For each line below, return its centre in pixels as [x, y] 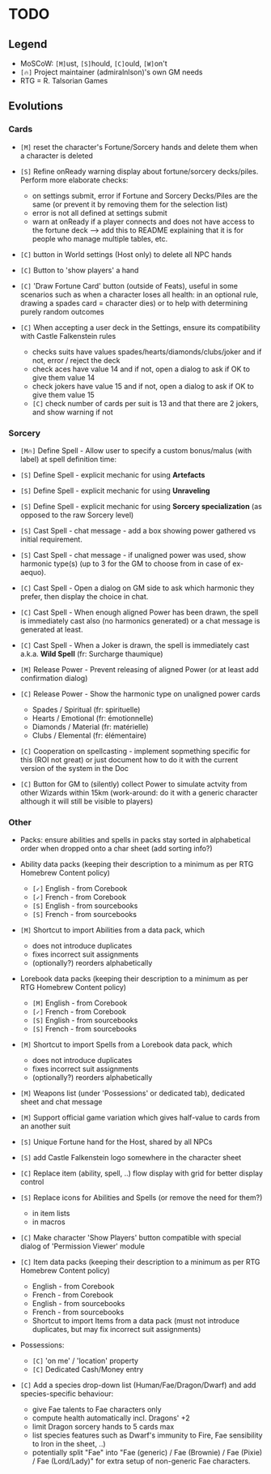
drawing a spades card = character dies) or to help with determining [134, 303]
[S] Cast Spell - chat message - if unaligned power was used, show [133, 555]
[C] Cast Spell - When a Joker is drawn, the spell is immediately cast [134, 645]
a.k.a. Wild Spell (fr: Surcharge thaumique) [91, 653]
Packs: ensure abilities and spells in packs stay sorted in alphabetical [135, 840]
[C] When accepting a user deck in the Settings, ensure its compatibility [140, 327]
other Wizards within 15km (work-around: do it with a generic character [139, 792]
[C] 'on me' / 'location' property [85, 1361]
